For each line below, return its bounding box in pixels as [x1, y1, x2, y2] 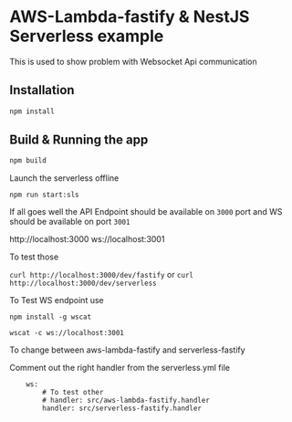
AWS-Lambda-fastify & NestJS [9, 6, 250, 27]
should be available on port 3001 [9, 216, 130, 227]
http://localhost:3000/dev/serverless [9, 279, 157, 289]
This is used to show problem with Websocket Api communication [9, 56, 257, 67]
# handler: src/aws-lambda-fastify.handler [42, 396, 210, 406]
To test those [9, 251, 59, 262]
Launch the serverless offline [9, 173, 120, 184]
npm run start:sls [9, 190, 79, 200]
